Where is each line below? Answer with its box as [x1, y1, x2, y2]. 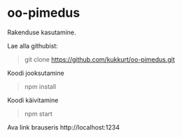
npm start [24, 109, 52, 118]
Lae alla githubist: [7, 41, 58, 50]
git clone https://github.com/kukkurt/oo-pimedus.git [24, 55, 175, 64]
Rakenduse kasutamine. [7, 28, 76, 36]
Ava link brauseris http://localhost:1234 [7, 123, 120, 131]
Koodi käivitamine [7, 96, 59, 104]
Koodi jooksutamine [7, 69, 64, 77]
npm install [24, 82, 57, 90]
